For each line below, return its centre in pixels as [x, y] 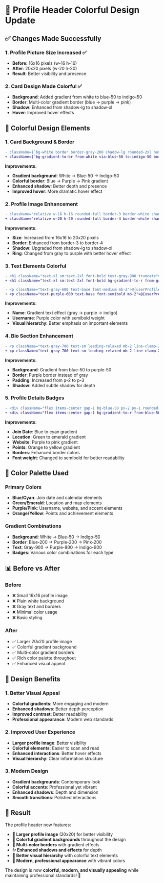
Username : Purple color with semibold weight [58, 318]
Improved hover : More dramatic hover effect [57, 191]
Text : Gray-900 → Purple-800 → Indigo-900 [57, 547]
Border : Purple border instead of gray [50, 375]
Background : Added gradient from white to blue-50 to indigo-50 [77, 97]
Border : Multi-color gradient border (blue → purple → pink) [72, 102]
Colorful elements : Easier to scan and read [56, 748]
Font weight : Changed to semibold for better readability [68, 458]
